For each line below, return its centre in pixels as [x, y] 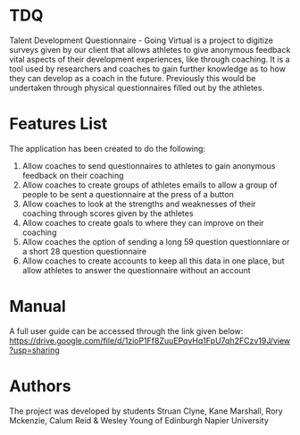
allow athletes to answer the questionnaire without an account [137, 270]
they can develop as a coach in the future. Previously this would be [133, 78]
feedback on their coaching [73, 175]
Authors [40, 386]
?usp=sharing [34, 350]
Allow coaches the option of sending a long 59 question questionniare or [156, 241]
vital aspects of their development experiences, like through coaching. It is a [150, 59]
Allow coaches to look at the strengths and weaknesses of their [139, 204]
